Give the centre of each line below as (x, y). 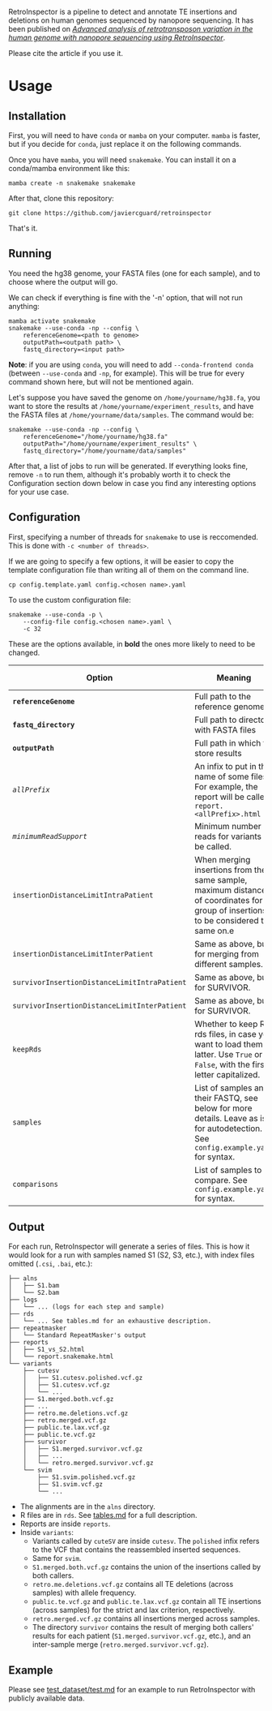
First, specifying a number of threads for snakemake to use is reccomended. (134, 537)
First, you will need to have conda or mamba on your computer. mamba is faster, (134, 135)
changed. (24, 652)
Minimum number (227, 826)
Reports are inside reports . (65, 1524)
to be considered (226, 920)
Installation (37, 116)
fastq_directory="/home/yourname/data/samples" (104, 451)
